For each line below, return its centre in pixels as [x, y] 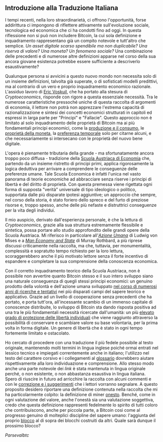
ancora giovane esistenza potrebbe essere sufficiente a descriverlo [72, 61]
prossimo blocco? [23, 425]
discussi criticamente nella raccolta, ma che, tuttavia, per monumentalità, [78, 245]
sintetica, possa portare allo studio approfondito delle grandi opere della [77, 230]
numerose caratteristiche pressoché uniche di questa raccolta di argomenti [81, 102]
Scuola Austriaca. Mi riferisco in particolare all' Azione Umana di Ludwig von [81, 235]
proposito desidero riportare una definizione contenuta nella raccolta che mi [81, 389]
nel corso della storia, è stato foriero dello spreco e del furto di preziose [77, 199]
